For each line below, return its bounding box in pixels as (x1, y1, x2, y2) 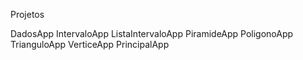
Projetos (10, 9, 45, 20)
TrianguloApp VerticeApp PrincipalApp (10, 39, 170, 50)
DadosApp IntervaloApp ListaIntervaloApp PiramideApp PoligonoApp (10, 28, 294, 39)
